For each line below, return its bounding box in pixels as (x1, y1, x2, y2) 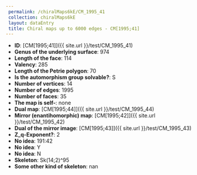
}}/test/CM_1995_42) (14, 118, 65, 126)
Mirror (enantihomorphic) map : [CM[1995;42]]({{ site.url (14, 112, 156, 119)
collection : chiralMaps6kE (8, 14, 76, 20)
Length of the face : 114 (14, 55, 72, 62)
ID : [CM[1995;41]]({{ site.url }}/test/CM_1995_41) (14, 42, 133, 49)
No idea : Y (14, 144, 41, 151)
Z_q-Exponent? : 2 (14, 131, 60, 138)
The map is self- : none (14, 99, 71, 107)
